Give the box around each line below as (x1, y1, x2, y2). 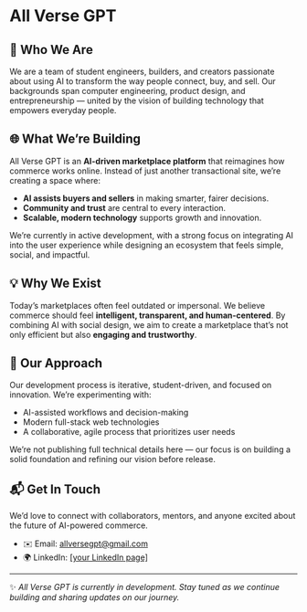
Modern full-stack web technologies (22, 417, 160, 427)
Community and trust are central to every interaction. (22, 202, 227, 213)
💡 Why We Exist (9, 276, 102, 291)
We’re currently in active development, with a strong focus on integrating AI (9, 229, 294, 240)
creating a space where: (9, 174, 101, 185)
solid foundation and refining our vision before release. (9, 454, 217, 465)
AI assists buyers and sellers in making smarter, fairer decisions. (22, 193, 270, 204)
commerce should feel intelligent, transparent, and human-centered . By (9, 310, 286, 321)
